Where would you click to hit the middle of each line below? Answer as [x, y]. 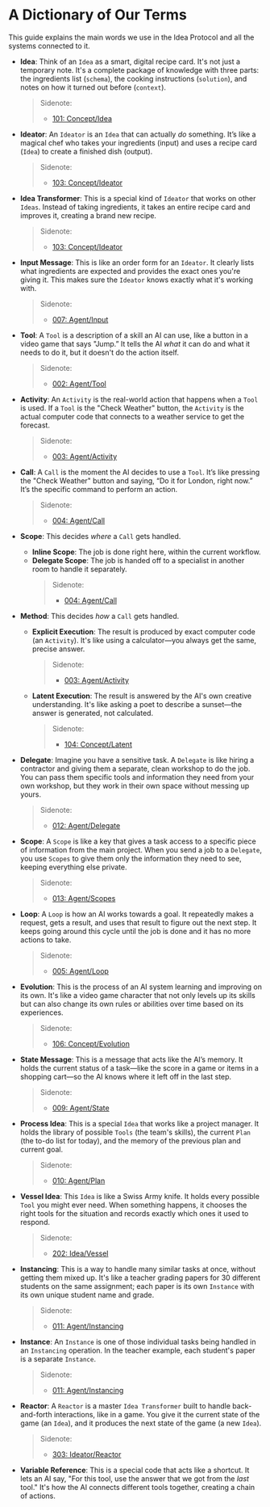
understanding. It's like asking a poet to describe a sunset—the [137, 704]
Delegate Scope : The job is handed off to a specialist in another [138, 560]
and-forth [36, 1414]
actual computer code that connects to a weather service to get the [132, 416]
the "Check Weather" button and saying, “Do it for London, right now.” [136, 480]
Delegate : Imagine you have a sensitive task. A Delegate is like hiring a [137, 760]
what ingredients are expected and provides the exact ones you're [130, 271]
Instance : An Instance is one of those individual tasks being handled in [138, 1341]
